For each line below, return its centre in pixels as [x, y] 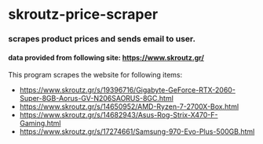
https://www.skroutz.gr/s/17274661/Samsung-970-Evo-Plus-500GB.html [137, 131]
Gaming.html [40, 124]
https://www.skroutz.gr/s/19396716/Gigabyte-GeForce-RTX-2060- [127, 90]
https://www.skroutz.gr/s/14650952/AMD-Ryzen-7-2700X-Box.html [129, 106]
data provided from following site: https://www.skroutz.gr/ [106, 57]
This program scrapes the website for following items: [95, 75]
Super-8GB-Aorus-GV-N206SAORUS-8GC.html [97, 99]
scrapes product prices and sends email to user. [102, 39]
